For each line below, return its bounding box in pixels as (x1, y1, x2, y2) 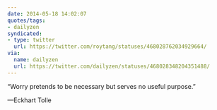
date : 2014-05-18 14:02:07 (7, 10, 87, 18)
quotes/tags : (7, 17, 46, 24)
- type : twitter (7, 37, 55, 44)
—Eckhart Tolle (7, 96, 52, 104)
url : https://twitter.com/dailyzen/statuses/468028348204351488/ (13, 63, 211, 70)
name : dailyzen (13, 56, 59, 63)
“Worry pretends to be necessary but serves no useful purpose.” (7, 82, 196, 90)
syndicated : (7, 30, 42, 37)
